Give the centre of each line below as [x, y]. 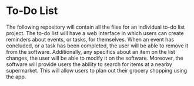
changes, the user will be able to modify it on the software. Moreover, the [95, 58]
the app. [16, 77]
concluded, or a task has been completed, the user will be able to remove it [97, 46]
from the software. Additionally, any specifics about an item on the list [91, 51]
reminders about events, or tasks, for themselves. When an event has [90, 39]
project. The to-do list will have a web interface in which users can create [95, 33]
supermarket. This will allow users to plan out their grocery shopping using [97, 70]
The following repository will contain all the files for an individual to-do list [96, 27]
